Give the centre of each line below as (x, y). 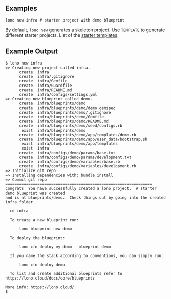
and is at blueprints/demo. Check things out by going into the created (86, 197)
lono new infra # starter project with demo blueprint (65, 20)
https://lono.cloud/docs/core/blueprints (50, 278)
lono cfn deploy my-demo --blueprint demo (65, 247)
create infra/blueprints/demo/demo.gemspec (67, 108)
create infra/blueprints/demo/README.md (64, 121)
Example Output (31, 51)
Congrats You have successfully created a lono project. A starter (81, 188)
